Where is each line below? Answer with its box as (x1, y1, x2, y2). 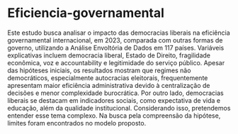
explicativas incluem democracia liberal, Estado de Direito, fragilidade (7, 51, 211, 60)
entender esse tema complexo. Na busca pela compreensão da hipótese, (7, 111, 221, 120)
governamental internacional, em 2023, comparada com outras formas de (7, 35, 223, 44)
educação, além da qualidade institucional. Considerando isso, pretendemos (7, 104, 231, 112)
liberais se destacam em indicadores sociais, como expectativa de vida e (7, 96, 221, 104)
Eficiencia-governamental (7, 5, 165, 21)
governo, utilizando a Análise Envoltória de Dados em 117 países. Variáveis (7, 43, 225, 52)
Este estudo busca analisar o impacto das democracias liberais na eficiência (7, 28, 230, 37)
